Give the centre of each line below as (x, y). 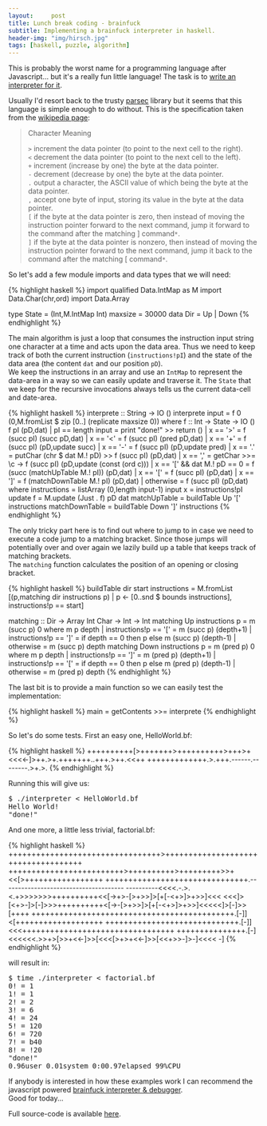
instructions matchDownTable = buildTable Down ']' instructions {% (119, 507)
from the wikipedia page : (49, 118)
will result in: (29, 963)
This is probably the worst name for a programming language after (118, 68)
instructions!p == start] (46, 605)
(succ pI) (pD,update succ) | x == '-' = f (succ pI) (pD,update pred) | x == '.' (132, 447)
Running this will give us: (49, 784)
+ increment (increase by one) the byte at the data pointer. (123, 166)
